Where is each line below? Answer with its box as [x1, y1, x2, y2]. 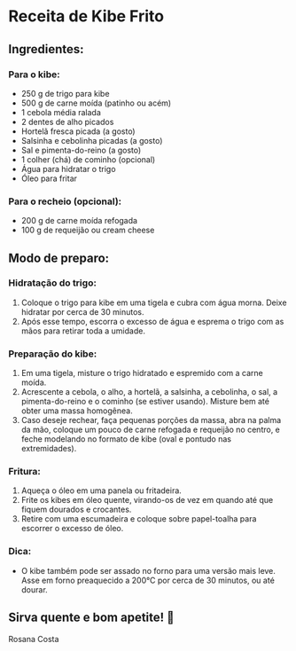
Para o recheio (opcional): [8, 195, 122, 208]
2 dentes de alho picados [20, 116, 114, 127]
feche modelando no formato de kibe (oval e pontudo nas [20, 434, 232, 444]
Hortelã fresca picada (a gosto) [20, 126, 136, 137]
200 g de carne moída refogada [20, 216, 138, 226]
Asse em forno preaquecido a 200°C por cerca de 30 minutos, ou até [20, 575, 276, 585]
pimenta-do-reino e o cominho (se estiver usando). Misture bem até [20, 396, 269, 407]
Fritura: [8, 466, 42, 478]
